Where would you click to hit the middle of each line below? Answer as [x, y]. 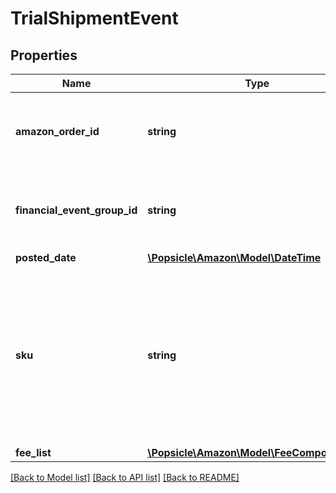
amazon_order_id [57, 131]
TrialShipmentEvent [94, 18]
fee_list [33, 452]
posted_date [46, 257]
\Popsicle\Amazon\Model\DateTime [234, 257]
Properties [44, 55]
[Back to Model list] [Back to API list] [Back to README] [125, 477]
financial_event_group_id [76, 210]
